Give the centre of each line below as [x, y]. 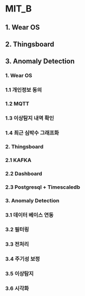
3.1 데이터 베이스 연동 [29, 215]
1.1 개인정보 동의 [24, 90]
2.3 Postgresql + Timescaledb [43, 187]
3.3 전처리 [17, 244]
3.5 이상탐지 [19, 274]
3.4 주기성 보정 [23, 259]
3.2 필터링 [17, 230]
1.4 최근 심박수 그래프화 [32, 132]
